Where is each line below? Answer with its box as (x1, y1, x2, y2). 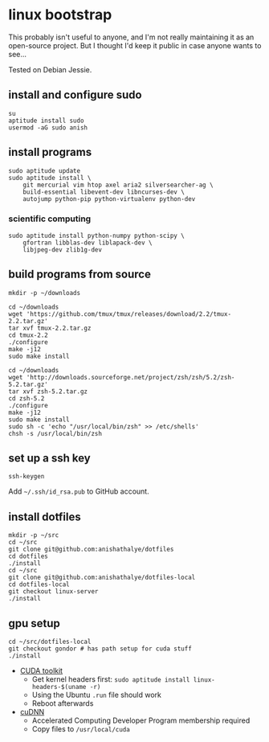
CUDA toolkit (19, 666, 63, 676)
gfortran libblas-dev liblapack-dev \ (22, 239, 153, 247)
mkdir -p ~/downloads (8, 289, 81, 297)
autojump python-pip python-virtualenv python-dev (22, 195, 196, 203)
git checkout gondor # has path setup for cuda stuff (8, 645, 193, 653)
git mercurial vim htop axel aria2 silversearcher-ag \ (22, 181, 214, 189)
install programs (8, 146, 92, 159)
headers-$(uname (31, 683, 87, 691)
